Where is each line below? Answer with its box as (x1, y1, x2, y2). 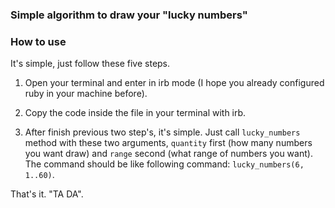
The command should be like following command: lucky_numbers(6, (24, 158, 305, 170)
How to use (10, 34, 67, 48)
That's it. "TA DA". (10, 188, 84, 200)
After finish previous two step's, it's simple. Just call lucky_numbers (24, 126, 301, 138)
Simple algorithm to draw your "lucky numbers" (10, 8, 248, 22)
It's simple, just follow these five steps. (10, 58, 171, 70)
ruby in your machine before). (24, 88, 148, 100)
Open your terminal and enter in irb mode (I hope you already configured (24, 77, 325, 89)
